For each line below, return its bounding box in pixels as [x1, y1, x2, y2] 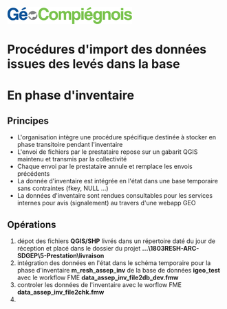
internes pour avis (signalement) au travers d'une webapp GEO [17, 199, 196, 207]
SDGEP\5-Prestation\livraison [17, 251, 105, 260]
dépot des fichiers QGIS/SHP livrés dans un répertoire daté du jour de [17, 237, 215, 245]
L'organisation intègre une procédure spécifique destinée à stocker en [17, 133, 217, 141]
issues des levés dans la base [7, 56, 180, 72]
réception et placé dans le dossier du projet [17, 244, 141, 252]
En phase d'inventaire [7, 88, 135, 103]
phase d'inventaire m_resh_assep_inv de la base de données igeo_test [17, 266, 220, 274]
